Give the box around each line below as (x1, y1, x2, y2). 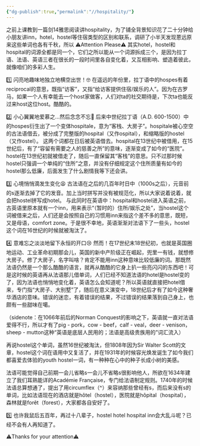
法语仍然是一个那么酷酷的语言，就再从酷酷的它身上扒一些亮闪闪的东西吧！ (6, 264, 189, 271)
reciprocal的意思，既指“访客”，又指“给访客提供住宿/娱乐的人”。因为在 (6, 85, 177, 93)
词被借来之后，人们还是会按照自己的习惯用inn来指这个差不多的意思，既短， (6, 212, 191, 219)
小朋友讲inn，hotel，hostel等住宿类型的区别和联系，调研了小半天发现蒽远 (6, 33, 187, 41)
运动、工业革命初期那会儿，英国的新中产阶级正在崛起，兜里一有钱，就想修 (11, 249, 194, 256)
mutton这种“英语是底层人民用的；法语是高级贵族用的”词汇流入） (26, 328, 185, 335)
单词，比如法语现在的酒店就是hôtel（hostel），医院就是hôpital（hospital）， (6, 391, 189, 398)
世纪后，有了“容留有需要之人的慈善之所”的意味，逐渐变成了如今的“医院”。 (6, 145, 187, 152)
